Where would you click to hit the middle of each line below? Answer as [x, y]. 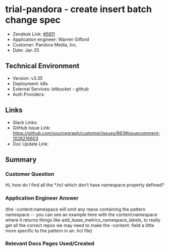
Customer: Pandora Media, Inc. [45, 44]
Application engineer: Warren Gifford [51, 39]
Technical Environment [42, 66]
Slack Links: [25, 122]
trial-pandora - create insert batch [79, 9]
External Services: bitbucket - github [51, 89]
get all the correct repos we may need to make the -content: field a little [80, 225]
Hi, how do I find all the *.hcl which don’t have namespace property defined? [85, 185]
